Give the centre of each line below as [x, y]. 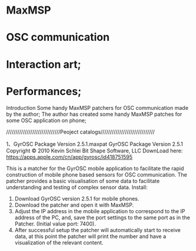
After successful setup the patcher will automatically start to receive [98, 230]
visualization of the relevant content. [59, 242]
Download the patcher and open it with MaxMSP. [74, 205]
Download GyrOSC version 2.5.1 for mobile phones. [77, 198]
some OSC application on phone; [46, 120]
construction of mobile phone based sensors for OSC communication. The [97, 174]
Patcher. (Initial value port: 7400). [55, 224]
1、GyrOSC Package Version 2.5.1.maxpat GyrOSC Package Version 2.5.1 [94, 144]
